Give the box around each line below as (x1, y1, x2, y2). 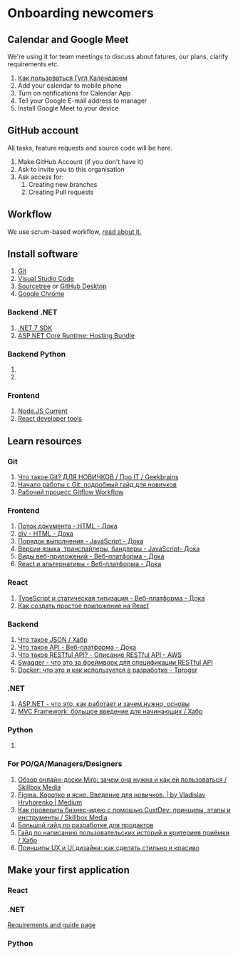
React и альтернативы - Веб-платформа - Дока (17, 560, 162, 568)
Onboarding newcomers (7, 5, 155, 21)
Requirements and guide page (7, 921, 96, 929)
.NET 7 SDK (17, 323, 53, 332)
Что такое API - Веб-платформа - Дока (17, 643, 137, 651)
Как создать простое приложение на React (17, 601, 150, 610)
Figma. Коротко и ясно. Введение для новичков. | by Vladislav (17, 790, 206, 799)
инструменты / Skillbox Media (17, 813, 108, 822)
